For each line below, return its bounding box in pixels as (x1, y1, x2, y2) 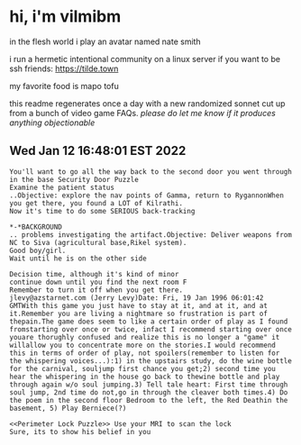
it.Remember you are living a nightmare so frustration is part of (9, 309, 269, 318)
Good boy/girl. (9, 246, 67, 255)
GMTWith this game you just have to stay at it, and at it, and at (9, 301, 269, 310)
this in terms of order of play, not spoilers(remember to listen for (9, 349, 280, 358)
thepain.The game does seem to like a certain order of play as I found (9, 317, 288, 326)
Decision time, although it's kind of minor (9, 269, 179, 278)
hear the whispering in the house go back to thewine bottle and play (9, 372, 280, 381)
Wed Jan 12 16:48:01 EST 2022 (9, 143, 187, 159)
